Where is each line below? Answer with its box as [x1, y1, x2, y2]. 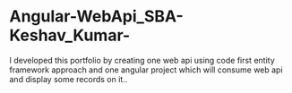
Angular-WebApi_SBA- [9, 6, 184, 27]
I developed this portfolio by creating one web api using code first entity [9, 55, 275, 65]
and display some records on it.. [9, 73, 128, 84]
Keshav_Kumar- [9, 25, 131, 46]
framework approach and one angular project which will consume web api [9, 64, 284, 75]
